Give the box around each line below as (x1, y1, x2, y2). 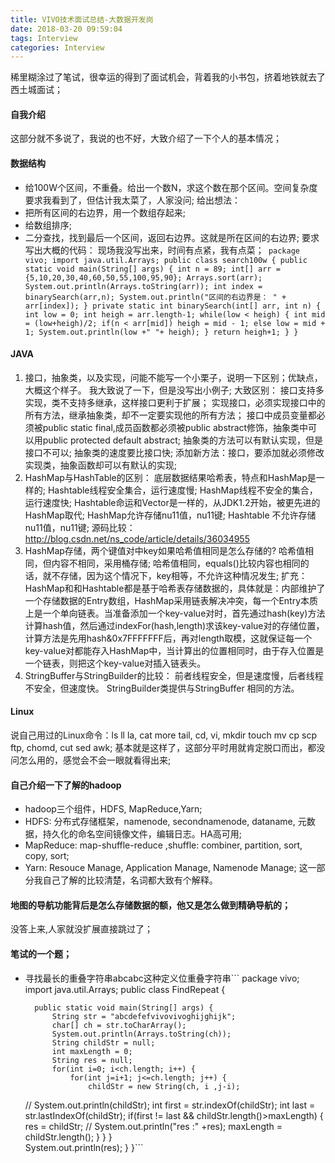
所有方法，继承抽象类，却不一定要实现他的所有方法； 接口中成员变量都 (24, 409, 317, 421)
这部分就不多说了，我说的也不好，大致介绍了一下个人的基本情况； (10, 132, 282, 145)
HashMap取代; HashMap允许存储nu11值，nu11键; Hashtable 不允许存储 (24, 509, 317, 521)
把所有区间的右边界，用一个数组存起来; (24, 206, 187, 218)
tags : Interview (10, 33, 78, 43)
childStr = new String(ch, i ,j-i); (88, 1081, 241, 1091)
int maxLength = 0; (51, 1046, 133, 1056)
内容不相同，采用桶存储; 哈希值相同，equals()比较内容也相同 (51, 557, 301, 569)
